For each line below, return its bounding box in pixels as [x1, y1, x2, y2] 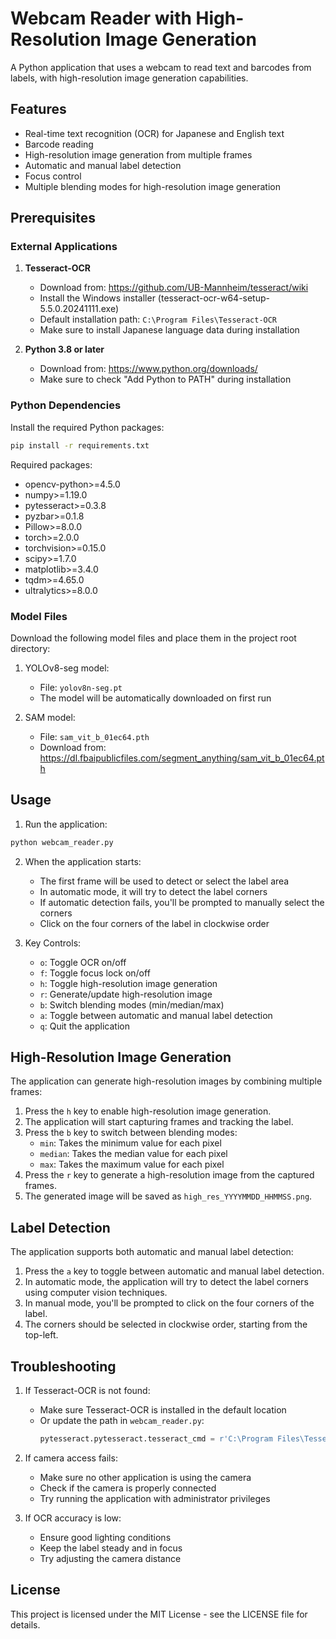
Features [10, 101, 67, 118]
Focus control [24, 170, 82, 182]
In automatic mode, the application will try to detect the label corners [24, 1276, 309, 1288]
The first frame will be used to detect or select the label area [39, 875, 290, 887]
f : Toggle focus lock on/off [39, 967, 151, 979]
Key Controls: [24, 937, 82, 949]
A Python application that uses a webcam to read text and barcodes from [10, 61, 312, 73]
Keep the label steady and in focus [39, 1542, 183, 1554]
